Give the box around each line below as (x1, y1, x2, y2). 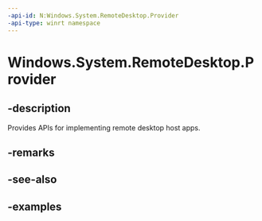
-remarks (7, 145, 55, 159)
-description (7, 102, 71, 115)
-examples (7, 200, 62, 213)
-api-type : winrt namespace (7, 19, 101, 27)
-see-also (7, 173, 57, 187)
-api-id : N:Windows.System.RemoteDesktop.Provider (7, 11, 179, 20)
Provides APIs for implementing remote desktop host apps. (7, 122, 201, 132)
